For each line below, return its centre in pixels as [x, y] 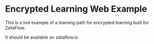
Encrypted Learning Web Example [76, 9]
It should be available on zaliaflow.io [42, 37]
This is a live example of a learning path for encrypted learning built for [77, 22]
